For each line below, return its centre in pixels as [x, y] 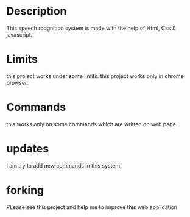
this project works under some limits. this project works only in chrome [95, 76]
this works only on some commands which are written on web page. [92, 124]
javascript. [19, 34]
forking [25, 190]
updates [28, 149]
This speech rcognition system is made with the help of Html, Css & [91, 28]
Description [37, 11]
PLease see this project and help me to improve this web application [92, 207]
